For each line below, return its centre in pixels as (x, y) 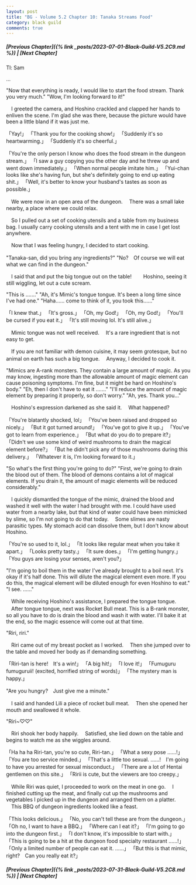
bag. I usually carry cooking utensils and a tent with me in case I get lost (93, 227)
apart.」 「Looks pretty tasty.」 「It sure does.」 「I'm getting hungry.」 (94, 551)
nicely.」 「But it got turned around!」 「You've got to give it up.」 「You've (98, 428)
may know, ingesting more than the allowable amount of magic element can (97, 377)
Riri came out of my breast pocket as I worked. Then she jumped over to (101, 645)
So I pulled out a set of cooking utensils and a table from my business (95, 220)
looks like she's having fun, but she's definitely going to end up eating (90, 175)
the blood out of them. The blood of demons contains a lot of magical (90, 475)
